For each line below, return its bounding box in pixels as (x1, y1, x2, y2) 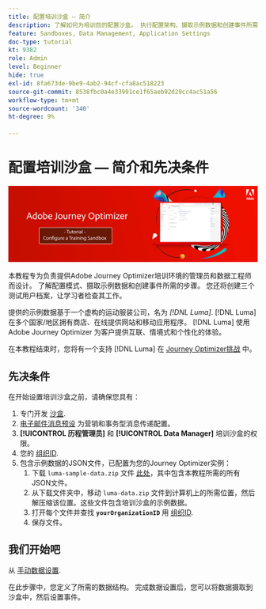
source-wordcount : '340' (8, 104, 90, 112)
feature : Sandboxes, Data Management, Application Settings (8, 29, 211, 37)
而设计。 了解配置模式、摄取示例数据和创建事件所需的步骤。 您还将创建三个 (8, 281, 255, 290)
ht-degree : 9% (8, 113, 55, 121)
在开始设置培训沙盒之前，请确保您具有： (8, 391, 140, 401)
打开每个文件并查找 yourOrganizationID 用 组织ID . (31, 507, 194, 517)
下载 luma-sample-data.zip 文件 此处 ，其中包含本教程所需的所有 (31, 467, 241, 478)
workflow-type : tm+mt (8, 96, 80, 104)
